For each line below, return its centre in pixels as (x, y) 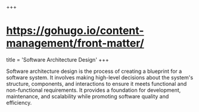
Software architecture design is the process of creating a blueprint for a (94, 71)
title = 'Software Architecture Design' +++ (57, 59)
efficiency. (19, 103)
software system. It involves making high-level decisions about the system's (100, 77)
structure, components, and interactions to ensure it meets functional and (97, 84)
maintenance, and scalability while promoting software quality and (88, 96)
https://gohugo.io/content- (75, 31)
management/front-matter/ (75, 44)
